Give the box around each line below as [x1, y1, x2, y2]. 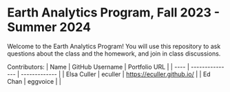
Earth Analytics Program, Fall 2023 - [7, 5, 220, 21]
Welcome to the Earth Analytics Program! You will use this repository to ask [7, 42, 221, 50]
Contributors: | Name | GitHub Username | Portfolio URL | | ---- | [7, 62, 189, 71]
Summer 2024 [7, 19, 92, 35]
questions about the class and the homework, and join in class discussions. [7, 49, 221, 58]
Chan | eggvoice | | [7, 77, 62, 85]
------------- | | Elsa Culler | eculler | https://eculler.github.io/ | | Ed [20, 70, 211, 78]
